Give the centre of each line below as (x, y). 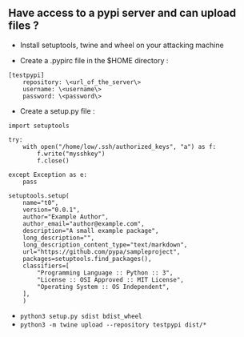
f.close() (53, 160)
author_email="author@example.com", (84, 223)
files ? (24, 26)
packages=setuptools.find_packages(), (87, 259)
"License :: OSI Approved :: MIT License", (110, 279)
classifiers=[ (46, 266)
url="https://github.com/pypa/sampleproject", (102, 251)
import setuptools (39, 126)
